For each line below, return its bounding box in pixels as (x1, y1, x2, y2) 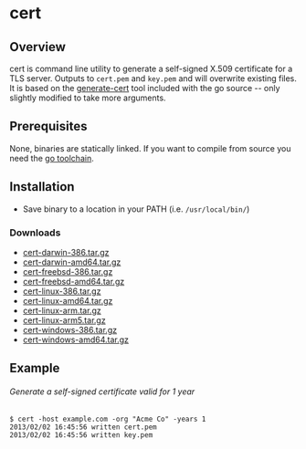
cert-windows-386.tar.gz (22, 324, 117, 335)
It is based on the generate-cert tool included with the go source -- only (9, 83, 280, 93)
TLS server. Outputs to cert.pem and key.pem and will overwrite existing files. (9, 73, 297, 84)
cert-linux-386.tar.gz (22, 286, 101, 297)
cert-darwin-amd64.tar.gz (22, 256, 121, 267)
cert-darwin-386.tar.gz (22, 246, 110, 257)
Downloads (9, 226, 61, 239)
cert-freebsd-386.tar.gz (22, 266, 113, 277)
